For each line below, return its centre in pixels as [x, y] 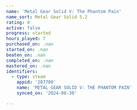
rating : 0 [18, 22]
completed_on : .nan [30, 60]
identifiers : [22, 71]
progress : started [28, 33]
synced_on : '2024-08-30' [47, 93]
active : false [23, 28]
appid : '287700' [37, 82]
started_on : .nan [27, 50]
